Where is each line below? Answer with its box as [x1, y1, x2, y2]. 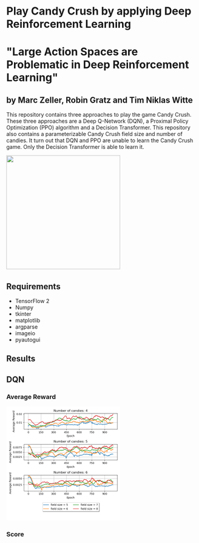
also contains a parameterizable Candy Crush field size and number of [6, 131, 183, 138]
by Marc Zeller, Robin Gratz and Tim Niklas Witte [6, 95, 193, 105]
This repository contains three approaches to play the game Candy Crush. [6, 111, 192, 118]
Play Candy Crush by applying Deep [6, 4, 192, 18]
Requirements [6, 281, 61, 292]
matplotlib [15, 317, 41, 324]
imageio [15, 330, 35, 336]
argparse [15, 323, 38, 330]
